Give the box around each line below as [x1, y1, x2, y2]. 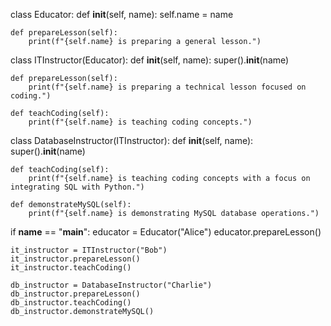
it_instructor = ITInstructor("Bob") [10, 245, 168, 255]
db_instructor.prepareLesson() [10, 289, 141, 299]
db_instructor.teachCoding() [10, 298, 132, 308]
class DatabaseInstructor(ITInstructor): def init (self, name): [10, 135, 254, 146]
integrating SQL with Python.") [10, 182, 145, 192]
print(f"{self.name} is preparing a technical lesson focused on [28, 82, 307, 92]
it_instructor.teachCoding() [10, 263, 132, 273]
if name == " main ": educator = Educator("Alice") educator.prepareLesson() [10, 226, 322, 238]
